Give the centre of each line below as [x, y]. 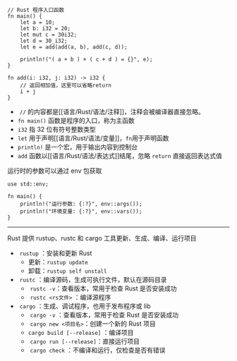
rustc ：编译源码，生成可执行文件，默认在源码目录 [93, 280]
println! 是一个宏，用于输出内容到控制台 [78, 147]
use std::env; [28, 184]
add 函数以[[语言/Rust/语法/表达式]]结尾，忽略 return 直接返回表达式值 [120, 156]
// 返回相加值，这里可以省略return [66, 85]
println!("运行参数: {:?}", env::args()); [81, 204]
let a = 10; [37, 23]
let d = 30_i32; [44, 41]
